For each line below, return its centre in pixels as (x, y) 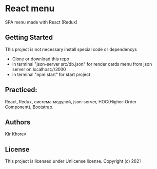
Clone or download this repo (41, 59)
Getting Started (29, 37)
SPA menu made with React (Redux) (41, 22)
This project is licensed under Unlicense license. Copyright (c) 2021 (73, 161)
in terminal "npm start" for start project (51, 74)
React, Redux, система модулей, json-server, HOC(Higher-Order (71, 101)
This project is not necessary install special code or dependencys (71, 49)
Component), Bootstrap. (29, 107)
